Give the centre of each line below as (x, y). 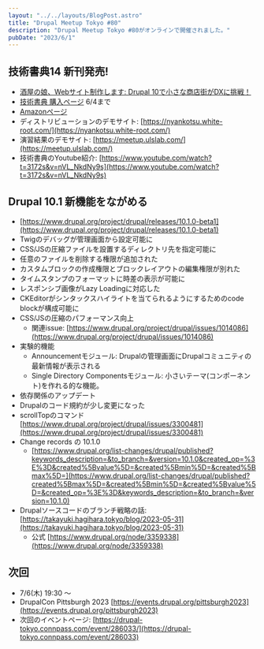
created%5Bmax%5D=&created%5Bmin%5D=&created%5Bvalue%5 (143, 484)
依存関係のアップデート (58, 395)
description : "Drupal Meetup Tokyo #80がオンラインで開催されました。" (119, 30)
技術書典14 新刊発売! (58, 71)
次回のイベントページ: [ (58, 619)
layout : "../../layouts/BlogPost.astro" (76, 15)
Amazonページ (43, 112)
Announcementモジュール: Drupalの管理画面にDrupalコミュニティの (141, 356)
